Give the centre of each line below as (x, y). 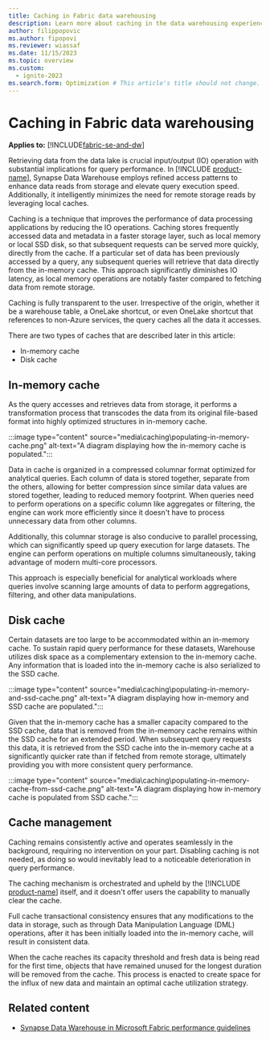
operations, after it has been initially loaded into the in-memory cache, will (131, 933)
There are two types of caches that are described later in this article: (122, 335)
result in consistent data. (49, 941)
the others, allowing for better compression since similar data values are (128, 487)
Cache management (60, 822)
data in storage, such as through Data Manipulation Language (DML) (122, 924)
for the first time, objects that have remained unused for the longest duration (135, 965)
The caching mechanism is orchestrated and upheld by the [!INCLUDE (125, 883)
